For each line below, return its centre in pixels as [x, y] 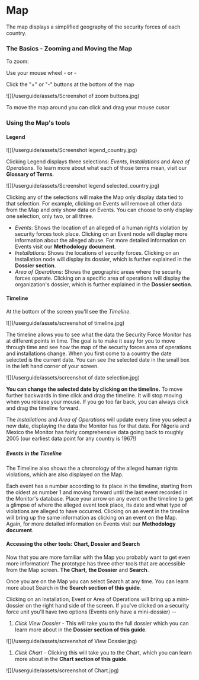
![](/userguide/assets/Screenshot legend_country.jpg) [72, 150]
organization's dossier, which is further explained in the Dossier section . [103, 284]
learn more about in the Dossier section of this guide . [81, 630]
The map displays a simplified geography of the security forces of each [93, 27]
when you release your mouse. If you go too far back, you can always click [97, 401]
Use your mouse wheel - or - [41, 73]
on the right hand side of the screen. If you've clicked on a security [107, 605]
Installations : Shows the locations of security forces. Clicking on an [97, 253]
